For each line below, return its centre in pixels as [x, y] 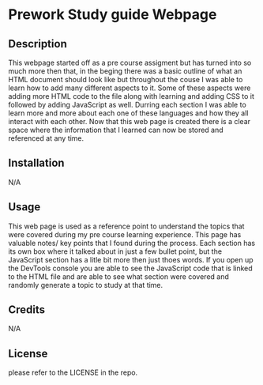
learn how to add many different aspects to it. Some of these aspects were [130, 88]
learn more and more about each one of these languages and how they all [128, 113]
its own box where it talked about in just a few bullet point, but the [115, 251]
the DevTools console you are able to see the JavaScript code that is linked [130, 268]
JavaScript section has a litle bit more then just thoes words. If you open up [131, 259]
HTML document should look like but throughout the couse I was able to [126, 79]
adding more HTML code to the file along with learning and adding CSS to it [131, 96]
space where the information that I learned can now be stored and [116, 130]
